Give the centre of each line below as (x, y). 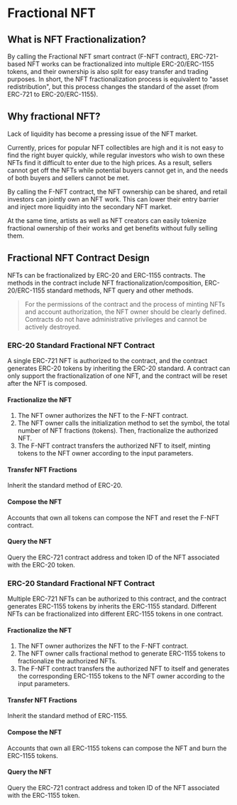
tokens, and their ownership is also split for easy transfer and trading (108, 72)
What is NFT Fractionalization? (77, 40)
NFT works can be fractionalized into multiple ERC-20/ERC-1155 (121, 64)
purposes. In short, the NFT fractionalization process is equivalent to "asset (118, 79)
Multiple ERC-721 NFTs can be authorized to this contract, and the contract (117, 599)
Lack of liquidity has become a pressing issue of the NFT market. (103, 134)
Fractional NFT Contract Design (79, 258)
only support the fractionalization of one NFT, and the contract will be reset (117, 376)
